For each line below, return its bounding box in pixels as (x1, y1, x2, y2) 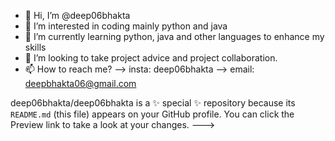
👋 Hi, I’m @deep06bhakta (24, 10, 131, 21)
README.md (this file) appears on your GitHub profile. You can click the (10, 108, 295, 120)
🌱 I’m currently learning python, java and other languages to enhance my (24, 31, 325, 42)
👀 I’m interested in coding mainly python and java (24, 20, 228, 32)
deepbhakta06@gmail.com (24, 78, 137, 89)
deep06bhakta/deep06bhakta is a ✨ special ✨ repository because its (10, 97, 296, 109)
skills (24, 41, 47, 53)
